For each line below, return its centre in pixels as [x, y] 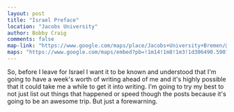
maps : [15, 53]
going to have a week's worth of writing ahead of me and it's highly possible [117, 79]
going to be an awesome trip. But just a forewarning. [83, 101]
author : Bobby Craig [37, 33]
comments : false [31, 39]
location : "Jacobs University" [53, 26]
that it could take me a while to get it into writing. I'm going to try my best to [116, 86]
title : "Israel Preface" [43, 20]
